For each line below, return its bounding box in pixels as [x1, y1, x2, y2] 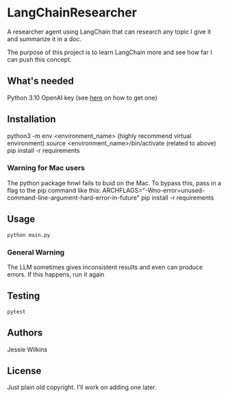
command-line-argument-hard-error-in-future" [7, 194, 140, 202]
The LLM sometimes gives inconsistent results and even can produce [7, 263, 203, 271]
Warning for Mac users [7, 163, 86, 173]
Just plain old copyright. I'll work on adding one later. [7, 383, 157, 392]
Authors [7, 327, 43, 339]
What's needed [7, 75, 74, 87]
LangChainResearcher [7, 5, 137, 21]
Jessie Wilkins [7, 345, 48, 353]
